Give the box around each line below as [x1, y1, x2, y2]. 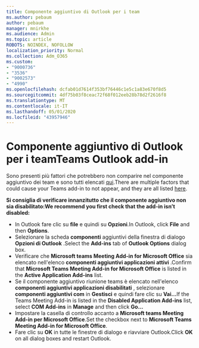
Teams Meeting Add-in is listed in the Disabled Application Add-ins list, [14, 297, 192, 304]
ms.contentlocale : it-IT [6, 103, 68, 109]
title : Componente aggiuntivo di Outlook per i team [6, 8, 140, 15]
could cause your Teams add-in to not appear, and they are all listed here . [6, 185, 188, 192]
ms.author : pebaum [6, 14, 52, 20]
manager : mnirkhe [6, 25, 49, 32]
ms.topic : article [6, 36, 52, 42]
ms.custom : [6, 58, 33, 64]
